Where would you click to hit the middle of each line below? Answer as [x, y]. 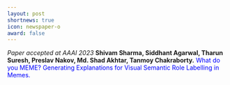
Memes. [19, 75]
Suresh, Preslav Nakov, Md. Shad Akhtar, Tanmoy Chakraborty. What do [114, 61]
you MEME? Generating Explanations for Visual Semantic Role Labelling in [113, 68]
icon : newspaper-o [34, 26]
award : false [26, 33]
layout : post [26, 14]
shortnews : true [31, 20]
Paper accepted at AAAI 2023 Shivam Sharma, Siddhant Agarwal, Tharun [115, 53]
